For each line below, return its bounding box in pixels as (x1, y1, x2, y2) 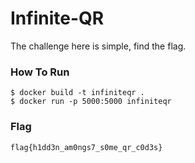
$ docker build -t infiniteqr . (10, 88, 145, 98)
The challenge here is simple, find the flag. (10, 40, 187, 52)
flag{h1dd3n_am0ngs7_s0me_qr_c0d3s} (10, 142, 163, 152)
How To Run (10, 65, 70, 79)
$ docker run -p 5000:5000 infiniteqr (10, 97, 172, 107)
